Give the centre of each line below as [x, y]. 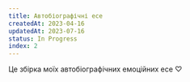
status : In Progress [43, 39]
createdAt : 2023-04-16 [46, 24]
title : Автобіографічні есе [56, 16]
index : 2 [23, 46]
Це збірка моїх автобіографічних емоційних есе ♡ [95, 69]
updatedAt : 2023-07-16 [46, 31]
